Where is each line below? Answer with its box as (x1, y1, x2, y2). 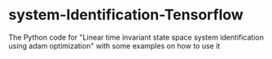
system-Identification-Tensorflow (8, 6, 244, 24)
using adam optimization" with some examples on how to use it (8, 40, 221, 50)
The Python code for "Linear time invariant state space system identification (8, 32, 265, 42)
